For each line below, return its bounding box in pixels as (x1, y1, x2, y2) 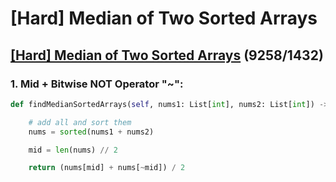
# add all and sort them (28, 117, 132, 127)
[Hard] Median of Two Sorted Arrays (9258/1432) (10, 47, 324, 64)
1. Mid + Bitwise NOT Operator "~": (10, 77, 184, 91)
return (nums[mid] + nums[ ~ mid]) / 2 (28, 163, 186, 173)
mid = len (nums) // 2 (28, 145, 118, 155)
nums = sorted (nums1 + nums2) (28, 127, 155, 137)
